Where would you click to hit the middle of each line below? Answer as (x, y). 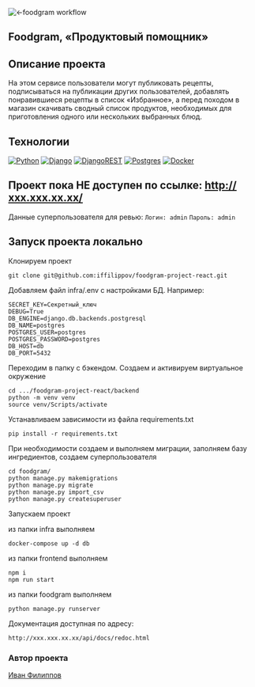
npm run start (32, 579)
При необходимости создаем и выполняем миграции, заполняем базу (127, 448)
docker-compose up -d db (49, 543)
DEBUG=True (26, 311)
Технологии (39, 141)
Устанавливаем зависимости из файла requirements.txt (101, 419)
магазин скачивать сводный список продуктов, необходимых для (120, 108)
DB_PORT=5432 (30, 353)
